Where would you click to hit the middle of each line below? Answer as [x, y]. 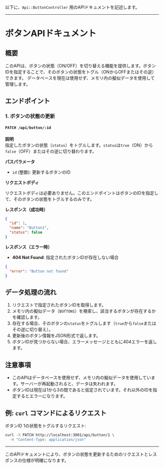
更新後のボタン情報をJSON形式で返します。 [56, 336]
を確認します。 [27, 317]
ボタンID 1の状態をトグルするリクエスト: [46, 425]
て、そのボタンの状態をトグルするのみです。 [50, 199]
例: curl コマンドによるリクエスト [56, 413]
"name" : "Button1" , [29, 228]
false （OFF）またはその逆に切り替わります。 [51, 151]
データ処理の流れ [31, 292]
